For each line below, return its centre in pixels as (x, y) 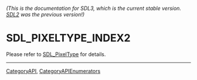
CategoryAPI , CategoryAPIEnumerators (53, 71)
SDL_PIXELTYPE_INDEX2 (68, 38)
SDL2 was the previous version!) (45, 14)
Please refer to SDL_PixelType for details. (56, 54)
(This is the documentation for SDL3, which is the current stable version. (94, 8)
